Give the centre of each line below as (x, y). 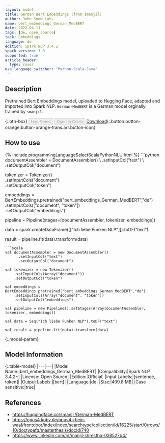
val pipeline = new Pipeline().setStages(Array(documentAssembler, (76, 308)
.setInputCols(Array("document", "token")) (59, 295)
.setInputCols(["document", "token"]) (42, 205)
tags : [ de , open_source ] (30, 32)
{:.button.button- (124, 121)
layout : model (20, 10)
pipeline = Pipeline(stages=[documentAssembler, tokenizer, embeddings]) (80, 220)
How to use (23, 143)
